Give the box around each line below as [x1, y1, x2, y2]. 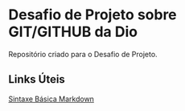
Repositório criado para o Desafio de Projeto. [8, 49, 158, 59]
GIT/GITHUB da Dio [8, 23, 138, 41]
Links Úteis [8, 72, 66, 86]
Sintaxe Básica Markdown [8, 94, 95, 104]
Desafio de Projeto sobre [8, 6, 177, 24]
